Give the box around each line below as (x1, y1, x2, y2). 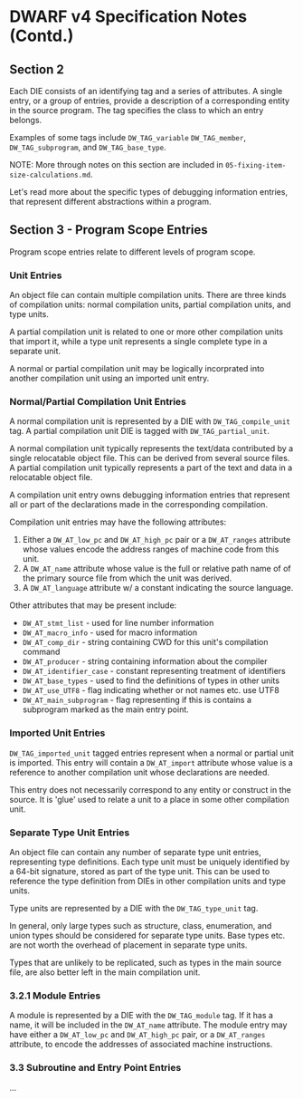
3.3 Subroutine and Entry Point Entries (9, 1062, 182, 1075)
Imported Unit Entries (9, 727, 106, 739)
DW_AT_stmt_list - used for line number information (22, 618, 214, 629)
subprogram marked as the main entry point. (22, 704, 190, 715)
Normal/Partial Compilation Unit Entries (9, 396, 187, 409)
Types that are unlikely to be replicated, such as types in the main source (9, 958, 282, 968)
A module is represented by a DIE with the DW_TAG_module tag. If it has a (9, 1010, 274, 1021)
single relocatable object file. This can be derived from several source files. (9, 453, 290, 464)
